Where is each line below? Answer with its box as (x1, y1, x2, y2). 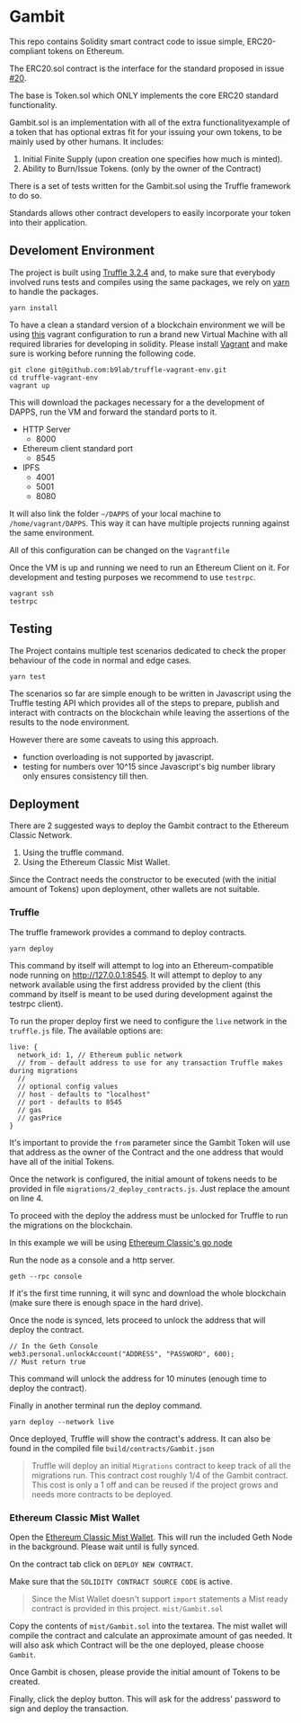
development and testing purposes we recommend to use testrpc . (9, 571, 256, 582)
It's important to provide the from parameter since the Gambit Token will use (9, 1137, 291, 1147)
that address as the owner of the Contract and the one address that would (9, 1147, 284, 1157)
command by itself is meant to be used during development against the (9, 988, 273, 999)
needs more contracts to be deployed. (31, 1488, 173, 1499)
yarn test (9, 672, 47, 681)
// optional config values (17, 1082, 119, 1091)
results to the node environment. (9, 717, 130, 728)
